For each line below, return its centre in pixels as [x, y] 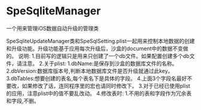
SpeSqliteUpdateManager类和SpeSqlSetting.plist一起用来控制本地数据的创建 [100, 41]
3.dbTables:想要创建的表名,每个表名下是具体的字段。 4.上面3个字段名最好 [97, 78]
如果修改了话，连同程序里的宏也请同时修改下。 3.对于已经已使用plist [106, 85]
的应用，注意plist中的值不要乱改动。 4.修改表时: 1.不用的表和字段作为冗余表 [99, 93]
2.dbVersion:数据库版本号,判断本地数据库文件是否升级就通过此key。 [90, 71]
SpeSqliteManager [54, 11]
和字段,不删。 [23, 100]
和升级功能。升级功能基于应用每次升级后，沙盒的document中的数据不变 [95, 48]
